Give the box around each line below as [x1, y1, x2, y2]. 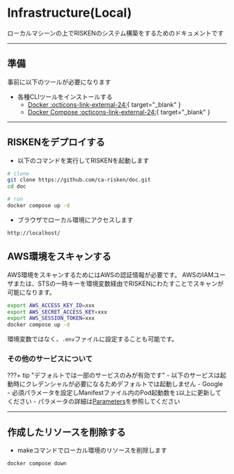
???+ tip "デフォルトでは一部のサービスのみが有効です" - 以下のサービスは [7, 371, 221, 380]
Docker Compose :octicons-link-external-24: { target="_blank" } [27, 108, 210, 116]
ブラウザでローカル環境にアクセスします [17, 215, 134, 224]
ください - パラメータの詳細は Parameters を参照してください [7, 397, 180, 406]
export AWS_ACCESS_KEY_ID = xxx [7, 302, 95, 309]
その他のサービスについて [7, 354, 93, 364]
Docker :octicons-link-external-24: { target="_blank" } [27, 100, 181, 109]
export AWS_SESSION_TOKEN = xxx [7, 315, 95, 322]
